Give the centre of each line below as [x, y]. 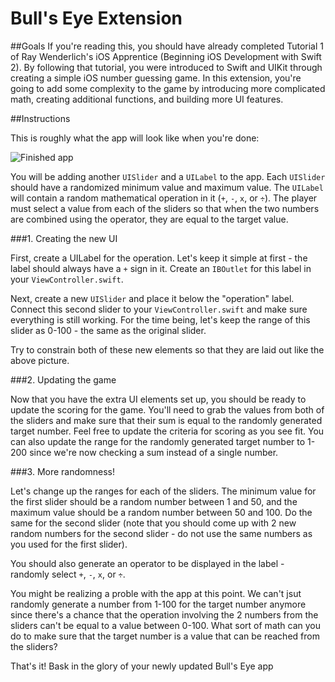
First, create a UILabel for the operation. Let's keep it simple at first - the [159, 258]
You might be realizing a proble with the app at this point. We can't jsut [156, 593]
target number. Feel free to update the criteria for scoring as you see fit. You [167, 431]
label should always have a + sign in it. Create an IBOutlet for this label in [161, 268]
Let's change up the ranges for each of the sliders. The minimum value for [163, 491]
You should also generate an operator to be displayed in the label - [147, 563]
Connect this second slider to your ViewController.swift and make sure [159, 309]
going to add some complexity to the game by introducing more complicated [168, 88]
